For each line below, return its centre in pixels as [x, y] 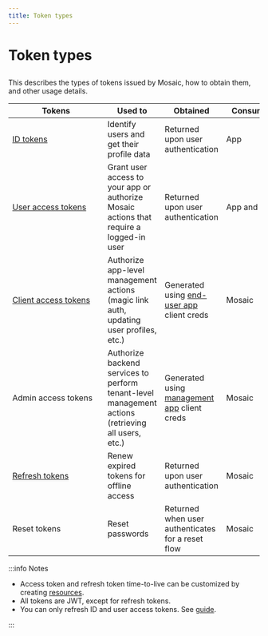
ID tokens [30, 139]
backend [124, 363]
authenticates [190, 529]
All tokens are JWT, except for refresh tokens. [95, 601]
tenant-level [130, 393]
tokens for [126, 476]
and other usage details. [48, 91]
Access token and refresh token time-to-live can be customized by [130, 584]
